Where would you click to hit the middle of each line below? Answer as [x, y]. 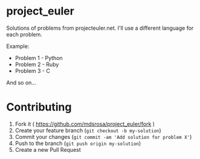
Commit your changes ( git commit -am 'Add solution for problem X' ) [103, 137]
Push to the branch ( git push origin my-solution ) [78, 143]
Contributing [39, 107]
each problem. [24, 34]
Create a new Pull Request [48, 149]
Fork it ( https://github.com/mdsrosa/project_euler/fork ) [85, 124]
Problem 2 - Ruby [37, 64]
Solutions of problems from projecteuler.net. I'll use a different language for [100, 28]
